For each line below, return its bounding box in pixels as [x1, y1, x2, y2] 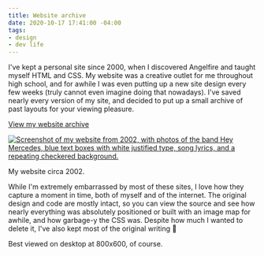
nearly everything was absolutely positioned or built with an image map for [8, 207, 251, 217]
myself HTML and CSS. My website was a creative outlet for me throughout [8, 71, 254, 80]
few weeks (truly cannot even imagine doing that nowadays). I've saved [8, 87, 241, 97]
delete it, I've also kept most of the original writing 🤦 [8, 224, 177, 233]
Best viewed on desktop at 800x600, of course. [8, 239, 163, 249]
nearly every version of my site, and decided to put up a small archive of [8, 96, 244, 106]
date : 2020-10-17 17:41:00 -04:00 [8, 19, 122, 27]
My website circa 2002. [8, 167, 85, 176]
